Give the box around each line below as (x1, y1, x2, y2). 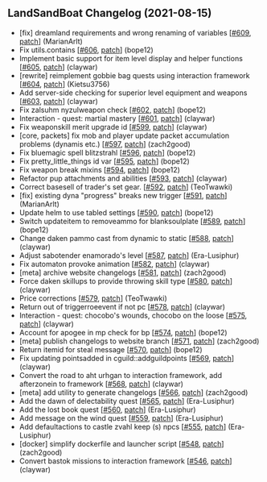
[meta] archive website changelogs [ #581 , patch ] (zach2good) (18, 268, 227, 277)
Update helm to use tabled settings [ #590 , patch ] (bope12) (18, 207, 214, 217)
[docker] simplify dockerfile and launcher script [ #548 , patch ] (18, 438, 224, 448)
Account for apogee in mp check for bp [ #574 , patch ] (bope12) (18, 327, 228, 337)
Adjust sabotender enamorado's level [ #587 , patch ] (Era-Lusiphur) (18, 250, 240, 260)
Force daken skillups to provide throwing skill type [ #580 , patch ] (18, 276, 233, 285)
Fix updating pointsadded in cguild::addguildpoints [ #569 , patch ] (18, 353, 235, 363)
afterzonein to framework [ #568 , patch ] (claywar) (18, 379, 184, 389)
